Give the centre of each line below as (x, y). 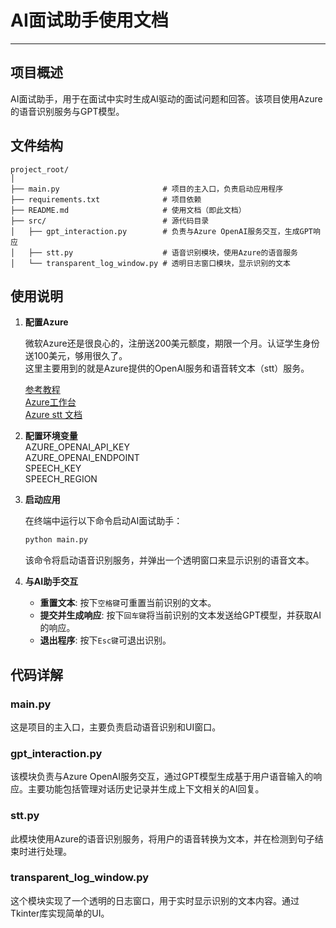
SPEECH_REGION (61, 479)
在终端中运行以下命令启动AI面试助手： (103, 521)
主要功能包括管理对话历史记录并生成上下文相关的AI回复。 (146, 789)
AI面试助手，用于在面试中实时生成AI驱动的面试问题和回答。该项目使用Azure (166, 98)
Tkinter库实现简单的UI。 (60, 913)
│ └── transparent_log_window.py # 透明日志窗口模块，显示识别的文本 (150, 263)
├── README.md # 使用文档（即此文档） (128, 210)
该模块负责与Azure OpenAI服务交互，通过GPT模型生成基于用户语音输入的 (162, 777)
